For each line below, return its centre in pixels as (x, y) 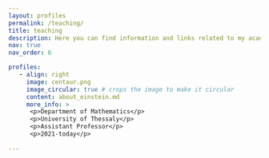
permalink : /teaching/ (46, 23)
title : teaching (35, 30)
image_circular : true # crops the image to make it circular (130, 89)
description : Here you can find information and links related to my (127, 38)
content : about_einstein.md (73, 97)
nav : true (25, 45)
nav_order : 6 (30, 53)
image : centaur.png (58, 82)
